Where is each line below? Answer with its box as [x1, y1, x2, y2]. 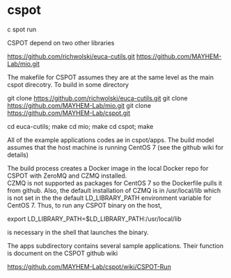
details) [7, 150, 29, 159]
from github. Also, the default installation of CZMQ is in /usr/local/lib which [7, 186, 221, 194]
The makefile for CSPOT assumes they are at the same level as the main [7, 72, 214, 82]
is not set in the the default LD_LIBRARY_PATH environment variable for [7, 194, 212, 202]
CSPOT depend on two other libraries [7, 38, 115, 47]
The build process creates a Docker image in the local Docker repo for [7, 164, 209, 172]
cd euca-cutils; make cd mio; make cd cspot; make [7, 122, 154, 130]
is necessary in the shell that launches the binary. [7, 228, 149, 236]
